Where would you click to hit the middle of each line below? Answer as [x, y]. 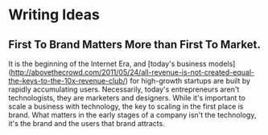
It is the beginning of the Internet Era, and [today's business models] [122, 63]
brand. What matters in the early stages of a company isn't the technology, [132, 115]
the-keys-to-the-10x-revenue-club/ [67, 81]
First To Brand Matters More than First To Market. [135, 45]
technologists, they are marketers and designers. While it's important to [127, 98]
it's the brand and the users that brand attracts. [87, 123]
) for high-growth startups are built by [188, 81]
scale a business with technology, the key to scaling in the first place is [126, 106]
